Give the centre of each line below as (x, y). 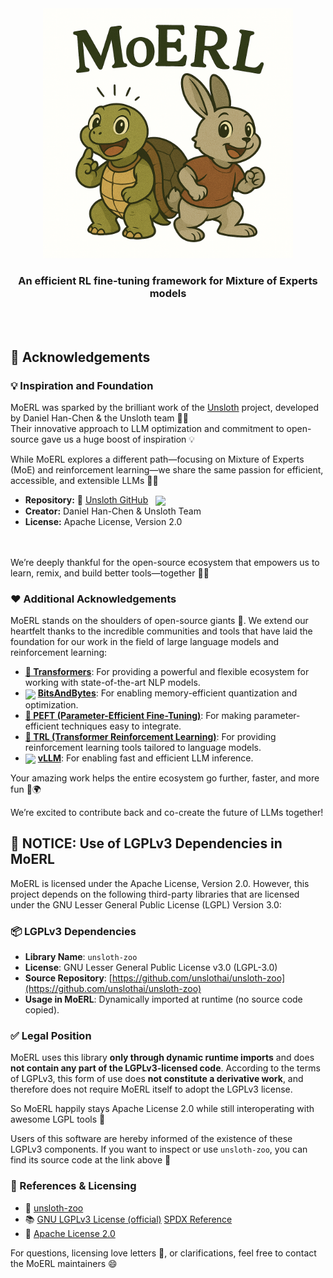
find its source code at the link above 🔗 (91, 1160)
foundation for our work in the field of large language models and (145, 642)
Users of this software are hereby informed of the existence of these (151, 1139)
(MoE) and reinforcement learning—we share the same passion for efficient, (167, 469)
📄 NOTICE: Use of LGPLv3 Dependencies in (146, 843)
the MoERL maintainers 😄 (64, 1263)
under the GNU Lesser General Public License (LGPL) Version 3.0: (146, 904)
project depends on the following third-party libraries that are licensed (155, 894)
